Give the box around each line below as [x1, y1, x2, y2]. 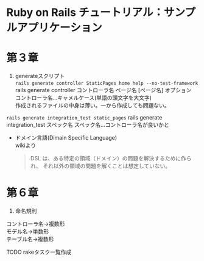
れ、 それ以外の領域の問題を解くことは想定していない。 [30, 162, 171, 170]
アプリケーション [17, 21, 102, 35]
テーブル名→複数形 [6, 235, 54, 243]
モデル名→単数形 [6, 228, 49, 235]
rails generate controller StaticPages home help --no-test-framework [15, 80, 199, 87]
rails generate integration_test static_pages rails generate [6, 114, 163, 121]
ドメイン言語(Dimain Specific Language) [15, 134, 118, 141]
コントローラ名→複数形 [6, 220, 65, 227]
